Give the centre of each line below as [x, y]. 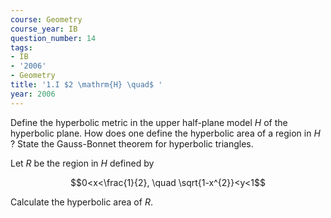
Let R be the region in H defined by [82, 163]
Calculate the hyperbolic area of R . [81, 202]
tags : [21, 47]
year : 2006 [33, 94]
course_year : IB [44, 29]
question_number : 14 [53, 38]
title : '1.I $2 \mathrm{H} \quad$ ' [86, 85]
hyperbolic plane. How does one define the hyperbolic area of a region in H [165, 133]
